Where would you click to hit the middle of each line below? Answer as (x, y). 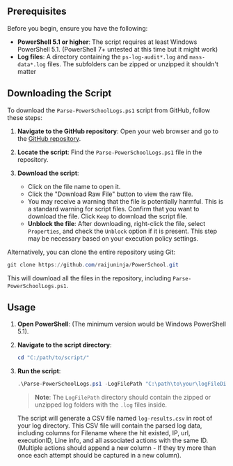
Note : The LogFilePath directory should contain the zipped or (123, 398)
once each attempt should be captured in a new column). (99, 456)
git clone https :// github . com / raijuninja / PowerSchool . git (93, 264)
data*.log (32, 65)
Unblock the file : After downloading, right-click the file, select (116, 223)
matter (27, 71)
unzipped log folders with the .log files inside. (101, 405)
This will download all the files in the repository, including (89, 278)
